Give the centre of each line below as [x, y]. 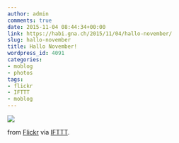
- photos [20, 73]
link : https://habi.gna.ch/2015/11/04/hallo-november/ [90, 33]
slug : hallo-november [39, 40]
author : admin [28, 14]
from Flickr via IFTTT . [39, 132]
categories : [25, 60]
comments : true [30, 20]
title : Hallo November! [42, 46]
